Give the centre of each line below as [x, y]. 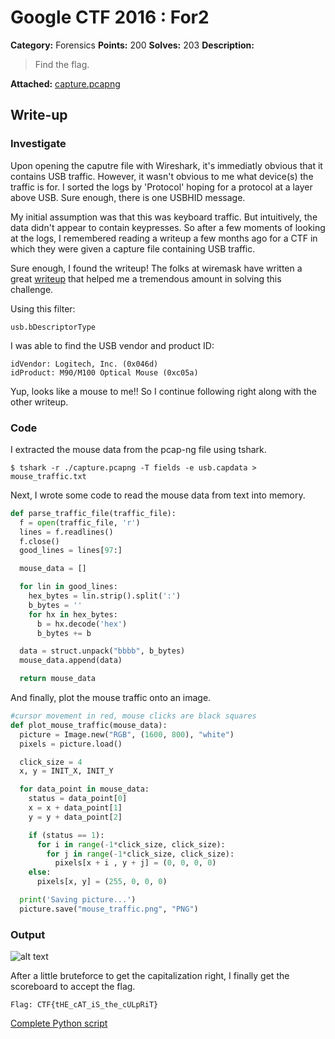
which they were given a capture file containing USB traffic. [133, 248]
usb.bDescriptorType [53, 327]
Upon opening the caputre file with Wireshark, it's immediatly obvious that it [166, 165]
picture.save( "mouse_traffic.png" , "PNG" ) [109, 909]
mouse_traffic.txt [48, 476]
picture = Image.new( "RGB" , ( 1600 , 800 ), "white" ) [127, 734]
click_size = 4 [51, 762]
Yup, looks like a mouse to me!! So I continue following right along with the [163, 391]
